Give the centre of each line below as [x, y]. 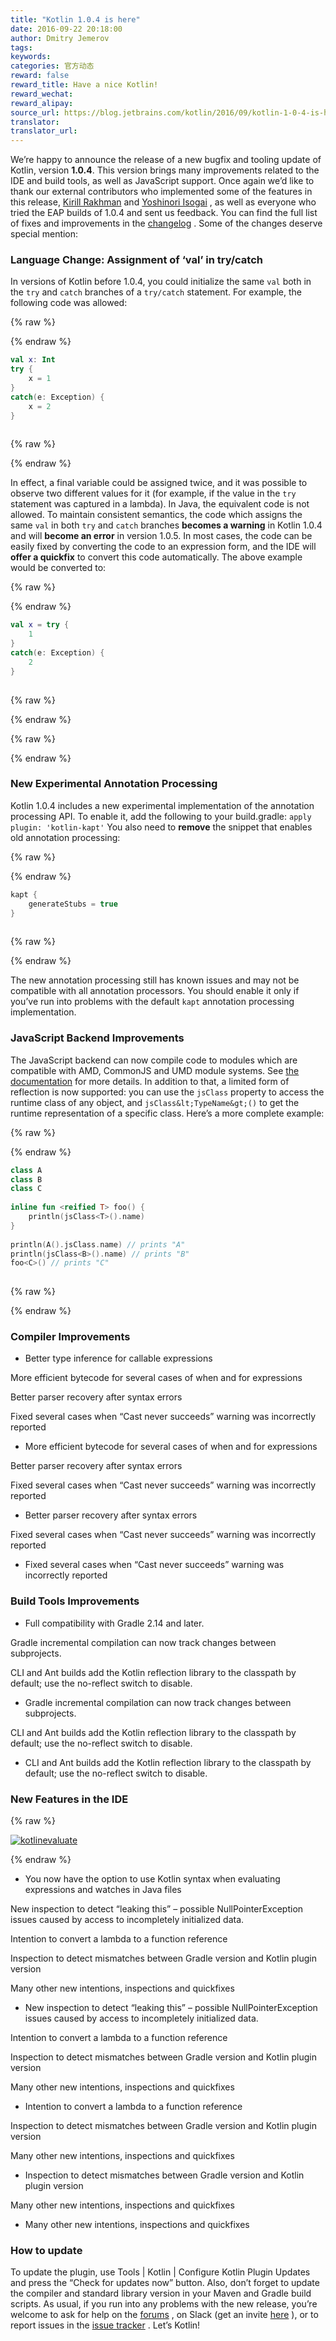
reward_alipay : [42, 103]
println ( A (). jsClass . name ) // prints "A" [98, 1244]
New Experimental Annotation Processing [114, 784]
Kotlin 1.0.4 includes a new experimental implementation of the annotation [162, 805]
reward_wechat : [42, 94]
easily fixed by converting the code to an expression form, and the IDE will [163, 547]
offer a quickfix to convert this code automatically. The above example [156, 557]
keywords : [31, 57]
